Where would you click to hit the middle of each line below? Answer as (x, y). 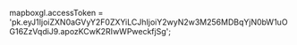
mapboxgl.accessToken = (56, 13)
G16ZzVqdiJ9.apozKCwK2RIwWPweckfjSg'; (90, 31)
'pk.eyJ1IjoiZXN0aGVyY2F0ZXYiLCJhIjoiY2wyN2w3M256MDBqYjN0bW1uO (148, 22)
